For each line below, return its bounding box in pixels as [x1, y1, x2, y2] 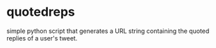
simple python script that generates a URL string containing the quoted [6, 27, 210, 35]
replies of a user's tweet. [6, 34, 78, 42]
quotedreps [6, 4, 76, 20]
